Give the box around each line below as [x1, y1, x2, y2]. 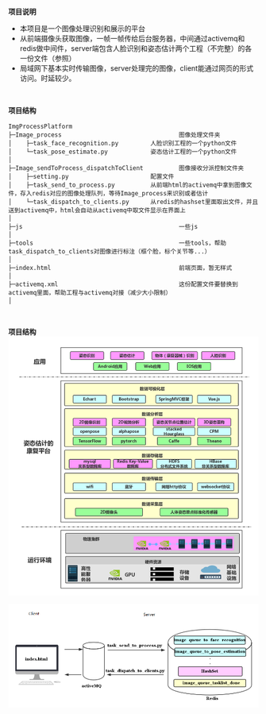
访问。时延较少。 [19, 74, 76, 83]
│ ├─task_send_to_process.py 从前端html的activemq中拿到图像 [8, 181, 247, 189]
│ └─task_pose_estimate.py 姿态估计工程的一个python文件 [8, 148, 237, 156]
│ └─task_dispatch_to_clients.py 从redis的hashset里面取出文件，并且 [8, 198, 259, 206]
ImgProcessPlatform [8, 122, 73, 130]
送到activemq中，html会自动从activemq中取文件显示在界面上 [8, 206, 187, 214]
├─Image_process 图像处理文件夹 [8, 131, 221, 139]
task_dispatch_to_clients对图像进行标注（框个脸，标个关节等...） [8, 248, 211, 256]
